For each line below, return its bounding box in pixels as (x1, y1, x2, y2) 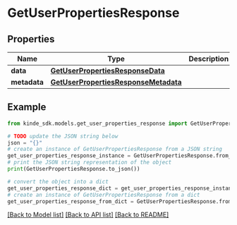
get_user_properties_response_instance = (7, 152, 131, 159)
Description (188, 54, 229, 63)
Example (7, 101, 47, 114)
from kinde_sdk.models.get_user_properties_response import (7, 120, 188, 127)
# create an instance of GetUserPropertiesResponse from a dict (7, 191, 200, 198)
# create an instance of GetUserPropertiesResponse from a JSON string (7, 146, 222, 153)
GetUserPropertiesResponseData (50, 66, 165, 75)
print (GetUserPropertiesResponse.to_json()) (7, 166, 140, 173)
